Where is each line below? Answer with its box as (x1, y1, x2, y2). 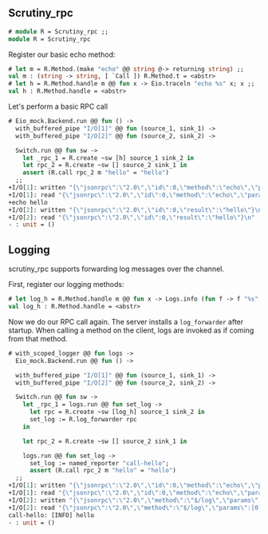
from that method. (8, 333, 68, 343)
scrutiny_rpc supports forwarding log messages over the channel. (8, 264, 225, 274)
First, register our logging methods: (8, 280, 124, 289)
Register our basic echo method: (8, 50, 116, 59)
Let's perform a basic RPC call (8, 102, 108, 111)
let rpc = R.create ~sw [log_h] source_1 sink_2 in (29, 408, 205, 416)
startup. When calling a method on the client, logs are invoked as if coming (8, 325, 254, 335)
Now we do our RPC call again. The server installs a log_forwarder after (8, 317, 244, 326)
